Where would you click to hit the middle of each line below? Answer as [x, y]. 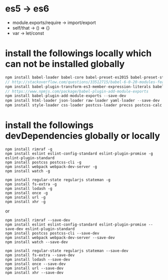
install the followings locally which [78, 53]
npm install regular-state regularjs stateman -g [58, 180]
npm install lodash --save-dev [38, 259]
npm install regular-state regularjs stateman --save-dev [67, 250]
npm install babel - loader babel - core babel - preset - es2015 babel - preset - [82, 77]
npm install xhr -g [25, 201]
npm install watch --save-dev [37, 242]
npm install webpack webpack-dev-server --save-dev [60, 237]
